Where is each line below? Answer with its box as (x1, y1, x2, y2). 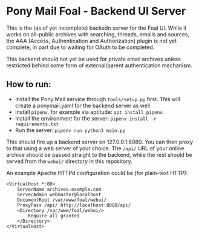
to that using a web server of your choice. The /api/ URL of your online (6, 144, 184, 152)
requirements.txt (15, 121, 59, 127)
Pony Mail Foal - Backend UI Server (6, 4, 186, 18)
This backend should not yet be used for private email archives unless (6, 55, 181, 62)
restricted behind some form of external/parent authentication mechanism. (6, 62, 192, 69)
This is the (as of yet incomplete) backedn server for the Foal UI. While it (6, 24, 187, 31)
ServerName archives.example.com (17, 186, 102, 192)
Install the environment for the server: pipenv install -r (15, 114, 157, 122)
